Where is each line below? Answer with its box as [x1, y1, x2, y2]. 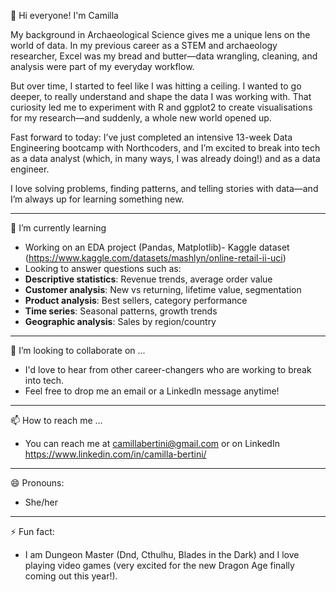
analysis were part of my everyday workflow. [10, 61, 195, 72]
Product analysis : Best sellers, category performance [24, 295, 248, 306]
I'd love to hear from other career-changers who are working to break [24, 364, 312, 375]
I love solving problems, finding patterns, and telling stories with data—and [10, 183, 319, 194]
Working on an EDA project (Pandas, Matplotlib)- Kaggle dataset [24, 241, 290, 253]
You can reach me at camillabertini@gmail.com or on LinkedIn [24, 438, 280, 449]
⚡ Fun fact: [10, 526, 55, 537]
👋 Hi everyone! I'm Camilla [10, 10, 119, 21]
